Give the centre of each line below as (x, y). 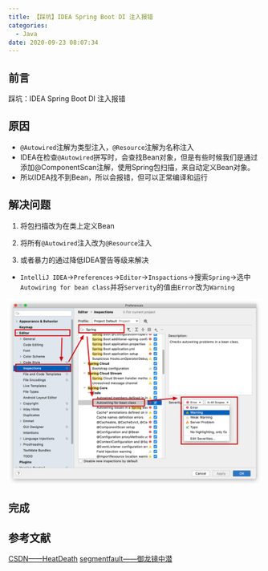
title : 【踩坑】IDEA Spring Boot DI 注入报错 (81, 17)
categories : (28, 25)
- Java (26, 34)
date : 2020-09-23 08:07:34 (53, 43)
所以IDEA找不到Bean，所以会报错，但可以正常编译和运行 (114, 177)
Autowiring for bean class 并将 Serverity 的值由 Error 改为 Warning (127, 287)
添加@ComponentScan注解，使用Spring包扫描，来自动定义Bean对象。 (137, 167)
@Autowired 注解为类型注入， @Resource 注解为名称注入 (107, 147)
